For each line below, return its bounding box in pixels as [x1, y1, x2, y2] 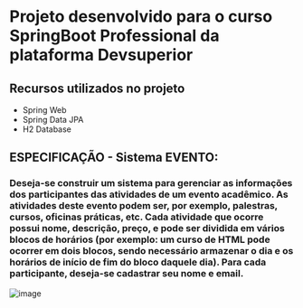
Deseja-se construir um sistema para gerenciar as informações [9, 177, 293, 190]
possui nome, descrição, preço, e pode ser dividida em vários [9, 222, 285, 235]
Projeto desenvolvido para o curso [9, 6, 273, 27]
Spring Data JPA [22, 115, 84, 125]
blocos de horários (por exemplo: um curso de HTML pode [9, 233, 270, 246]
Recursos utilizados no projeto [9, 80, 185, 96]
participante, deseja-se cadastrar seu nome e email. [9, 267, 244, 280]
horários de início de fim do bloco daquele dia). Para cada [9, 256, 267, 268]
